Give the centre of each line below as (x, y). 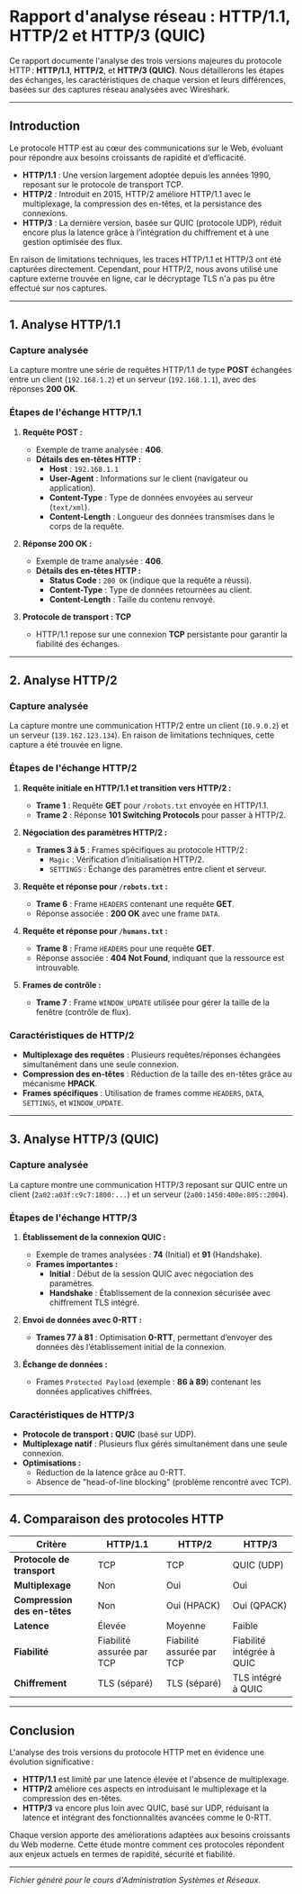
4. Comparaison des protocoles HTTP (117, 1519)
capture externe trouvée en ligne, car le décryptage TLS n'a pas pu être (142, 278)
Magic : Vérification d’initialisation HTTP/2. (127, 859)
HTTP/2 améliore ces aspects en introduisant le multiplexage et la (144, 1789)
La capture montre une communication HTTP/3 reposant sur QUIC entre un (148, 1184)
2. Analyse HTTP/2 (64, 680)
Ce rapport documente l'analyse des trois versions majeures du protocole (146, 60)
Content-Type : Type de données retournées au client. (151, 589)
